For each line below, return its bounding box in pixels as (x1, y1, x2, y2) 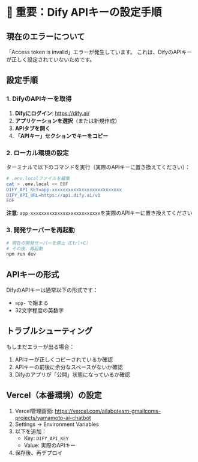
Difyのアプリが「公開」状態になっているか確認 (14, 371, 130, 378)
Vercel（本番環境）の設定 (6, 390, 102, 401)
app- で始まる (14, 299, 49, 307)
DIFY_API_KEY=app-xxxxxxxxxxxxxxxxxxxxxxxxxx (6, 186, 122, 192)
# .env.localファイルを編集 (6, 175, 70, 181)
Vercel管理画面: (14, 407, 54, 414)
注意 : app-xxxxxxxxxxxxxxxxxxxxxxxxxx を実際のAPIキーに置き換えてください (6, 209, 193, 217)
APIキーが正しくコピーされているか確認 (14, 356, 113, 363)
